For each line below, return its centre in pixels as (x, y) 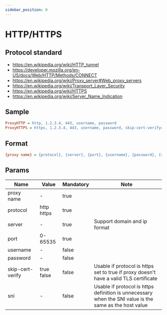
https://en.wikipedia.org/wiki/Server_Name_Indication (67, 96)
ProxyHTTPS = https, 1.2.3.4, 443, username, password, (64, 128)
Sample (17, 112)
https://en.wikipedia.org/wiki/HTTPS (49, 91)
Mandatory (76, 184)
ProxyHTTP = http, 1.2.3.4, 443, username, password (61, 123)
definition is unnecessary (123, 293)
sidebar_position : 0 (27, 10)
